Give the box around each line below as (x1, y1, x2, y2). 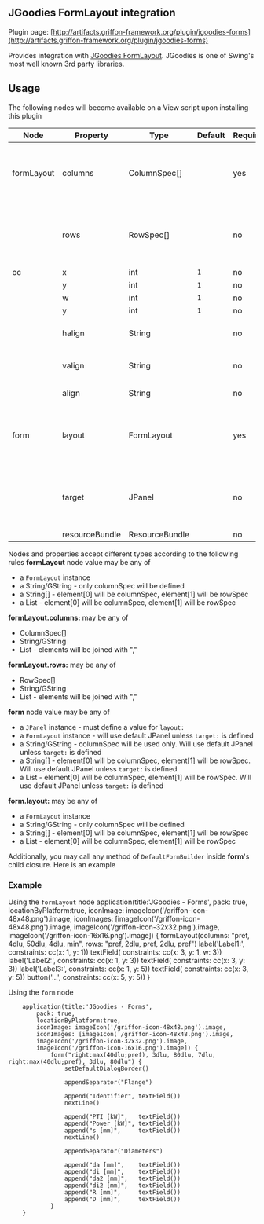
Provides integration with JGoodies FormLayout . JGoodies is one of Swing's (8, 50, 255, 60)
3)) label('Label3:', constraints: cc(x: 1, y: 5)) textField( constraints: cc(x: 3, (8, 964, 249, 973)
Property (74, 130, 108, 141)
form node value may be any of (8, 707, 110, 716)
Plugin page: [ (8, 27, 53, 36)
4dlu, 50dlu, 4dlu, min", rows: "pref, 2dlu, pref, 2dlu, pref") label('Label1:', (8, 939, 245, 948)
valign (62, 360, 85, 371)
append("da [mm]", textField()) (64, 1160, 181, 1169)
